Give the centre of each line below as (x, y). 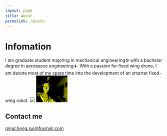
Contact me (24, 116)
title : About (19, 16)
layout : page (19, 10)
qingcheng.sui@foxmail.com (34, 128)
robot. (22, 100)
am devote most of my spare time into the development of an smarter (77, 73)
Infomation (28, 46)
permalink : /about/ (25, 21)
